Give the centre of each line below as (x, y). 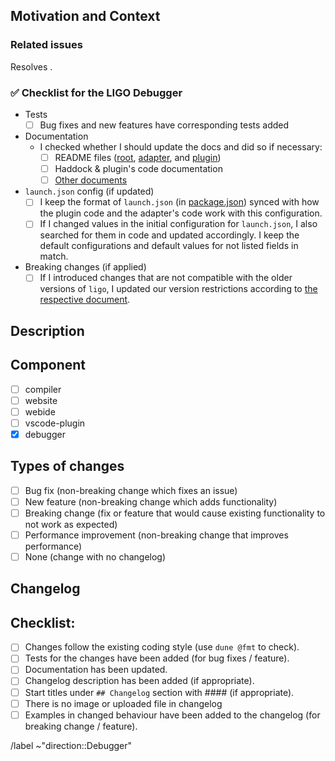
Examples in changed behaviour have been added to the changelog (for (172, 715)
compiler (43, 389)
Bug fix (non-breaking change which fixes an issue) (131, 490)
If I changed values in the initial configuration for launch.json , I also (178, 224)
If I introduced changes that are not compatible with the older (166, 278)
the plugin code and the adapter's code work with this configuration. (181, 213)
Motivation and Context (85, 16)
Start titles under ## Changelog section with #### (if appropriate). (159, 692)
